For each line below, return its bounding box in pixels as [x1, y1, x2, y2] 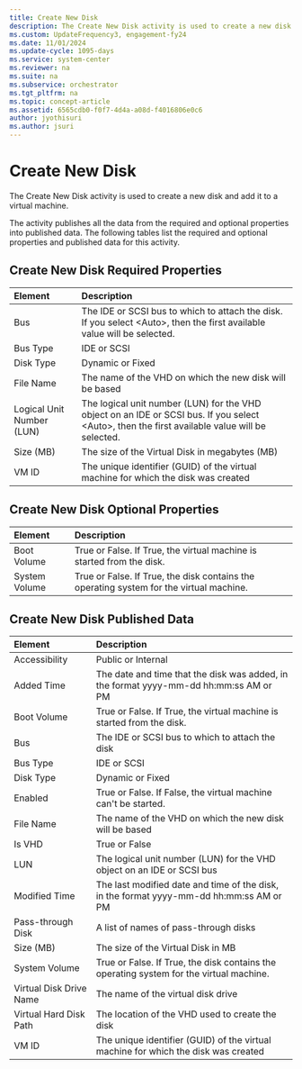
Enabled [13, 792, 49, 804]
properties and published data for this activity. [9, 236, 180, 248]
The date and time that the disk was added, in [95, 668, 289, 681]
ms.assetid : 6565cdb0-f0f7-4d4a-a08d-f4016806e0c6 [9, 105, 203, 114]
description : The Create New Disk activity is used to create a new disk [9, 22, 292, 31]
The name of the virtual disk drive [95, 988, 238, 1001]
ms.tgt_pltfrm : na [9, 88, 78, 97]
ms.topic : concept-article [9, 96, 111, 106]
